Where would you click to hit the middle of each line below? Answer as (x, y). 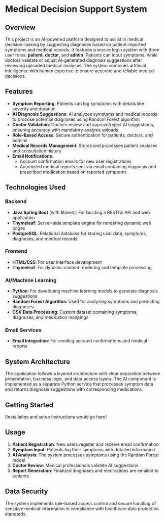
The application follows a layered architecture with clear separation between (83, 374)
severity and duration (34, 109)
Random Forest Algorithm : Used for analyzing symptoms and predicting (86, 302)
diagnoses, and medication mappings (50, 317)
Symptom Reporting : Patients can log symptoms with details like (78, 103)
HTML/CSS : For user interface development (57, 262)
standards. (16, 514)
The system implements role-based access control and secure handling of (81, 503)
